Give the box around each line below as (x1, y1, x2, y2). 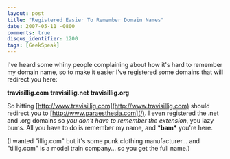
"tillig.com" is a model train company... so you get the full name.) (7, 145, 190, 152)
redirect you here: (7, 75, 58, 83)
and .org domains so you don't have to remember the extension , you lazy (7, 117, 214, 124)
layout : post (7, 10, 45, 17)
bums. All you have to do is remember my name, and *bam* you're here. (7, 124, 213, 132)
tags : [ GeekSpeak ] (7, 42, 60, 49)
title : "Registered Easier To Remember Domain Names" (7, 16, 165, 23)
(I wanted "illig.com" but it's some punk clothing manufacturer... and (7, 137, 200, 145)
